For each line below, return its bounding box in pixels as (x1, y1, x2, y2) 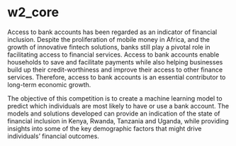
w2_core (7, 4, 59, 21)
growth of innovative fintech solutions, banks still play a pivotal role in (7, 43, 210, 51)
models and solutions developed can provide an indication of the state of (7, 109, 221, 118)
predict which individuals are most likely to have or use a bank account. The (7, 101, 229, 110)
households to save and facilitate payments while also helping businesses (7, 57, 223, 66)
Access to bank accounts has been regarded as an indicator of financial (7, 28, 218, 36)
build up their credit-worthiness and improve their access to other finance (7, 65, 223, 74)
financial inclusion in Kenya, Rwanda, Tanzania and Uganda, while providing (7, 116, 229, 125)
